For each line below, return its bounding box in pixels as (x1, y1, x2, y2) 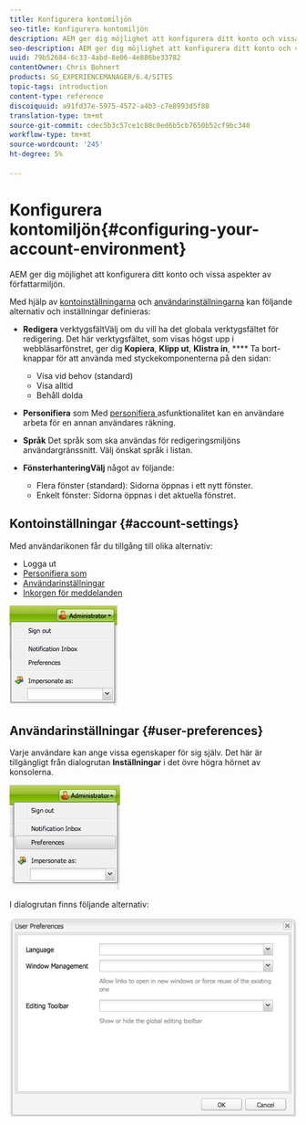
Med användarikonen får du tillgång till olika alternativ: (9, 540, 213, 552)
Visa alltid (36, 380, 74, 391)
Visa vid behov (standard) (36, 370, 134, 381)
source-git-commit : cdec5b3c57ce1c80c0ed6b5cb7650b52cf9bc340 (9, 121, 250, 130)
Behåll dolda (36, 389, 84, 401)
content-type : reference (9, 91, 104, 100)
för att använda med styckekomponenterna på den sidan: (56, 352, 271, 363)
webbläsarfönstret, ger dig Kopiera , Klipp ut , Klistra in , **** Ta (22, 342, 260, 353)
